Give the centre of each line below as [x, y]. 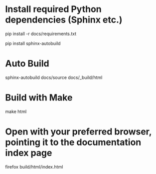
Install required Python [54, 9]
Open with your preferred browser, [78, 131]
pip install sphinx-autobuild [33, 43]
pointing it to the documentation [73, 142]
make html [16, 111]
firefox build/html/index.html [34, 166]
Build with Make [39, 98]
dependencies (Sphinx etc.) [64, 20]
